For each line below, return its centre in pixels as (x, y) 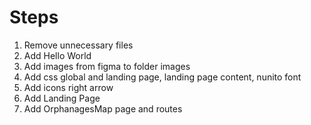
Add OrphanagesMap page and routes (103, 108)
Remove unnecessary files (78, 45)
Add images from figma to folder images (107, 66)
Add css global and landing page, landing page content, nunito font (162, 77)
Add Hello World (57, 55)
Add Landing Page (62, 98)
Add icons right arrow (68, 87)
